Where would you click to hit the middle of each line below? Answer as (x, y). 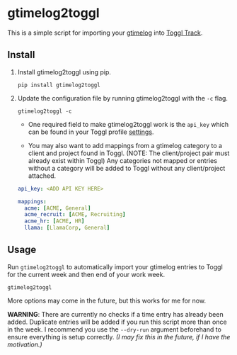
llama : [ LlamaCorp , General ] (67, 228)
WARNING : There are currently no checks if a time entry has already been (116, 314)
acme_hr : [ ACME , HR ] (54, 221)
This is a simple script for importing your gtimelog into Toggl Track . (105, 33)
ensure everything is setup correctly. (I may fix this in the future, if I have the (119, 337)
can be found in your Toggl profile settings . (91, 132)
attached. (42, 176)
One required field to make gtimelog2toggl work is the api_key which (128, 124)
